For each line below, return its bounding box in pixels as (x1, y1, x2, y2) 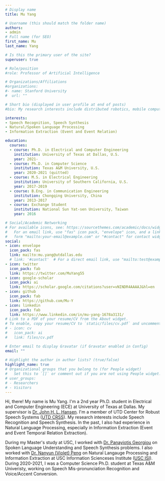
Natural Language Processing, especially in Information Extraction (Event (5, 425, 153, 431)
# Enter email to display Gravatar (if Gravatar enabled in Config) (5, 344, 148, 349)
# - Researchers (5, 380, 38, 385)
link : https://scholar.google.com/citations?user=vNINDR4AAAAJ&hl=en (9, 284, 155, 290)
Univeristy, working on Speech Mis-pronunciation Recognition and (5, 466, 140, 472)
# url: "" (5, 93, 27, 98)
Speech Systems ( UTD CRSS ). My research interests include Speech (5, 414, 144, 420)
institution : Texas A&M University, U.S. (14, 166, 100, 171)
